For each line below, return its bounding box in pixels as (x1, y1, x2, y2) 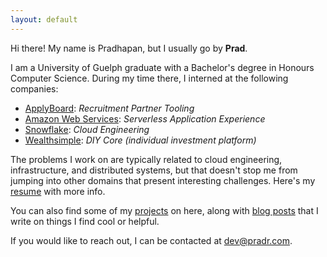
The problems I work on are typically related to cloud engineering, (10, 153, 283, 165)
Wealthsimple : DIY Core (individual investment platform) (24, 134, 257, 146)
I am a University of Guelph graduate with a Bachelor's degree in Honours (10, 61, 315, 73)
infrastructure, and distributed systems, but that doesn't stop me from (10, 164, 298, 176)
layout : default (10, 14, 78, 25)
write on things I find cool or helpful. (10, 215, 160, 227)
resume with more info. (10, 185, 106, 197)
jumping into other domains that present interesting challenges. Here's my (10, 174, 316, 186)
